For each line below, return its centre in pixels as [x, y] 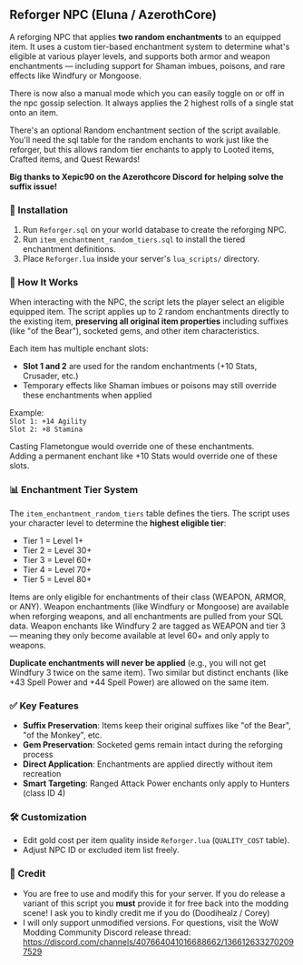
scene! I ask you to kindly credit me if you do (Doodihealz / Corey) [146, 912]
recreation [42, 774]
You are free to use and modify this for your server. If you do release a [154, 893]
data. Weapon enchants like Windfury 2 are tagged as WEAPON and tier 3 [147, 626]
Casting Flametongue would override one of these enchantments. [132, 447]
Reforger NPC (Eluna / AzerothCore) [113, 15]
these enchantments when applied [87, 396]
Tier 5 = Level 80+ [57, 579]
